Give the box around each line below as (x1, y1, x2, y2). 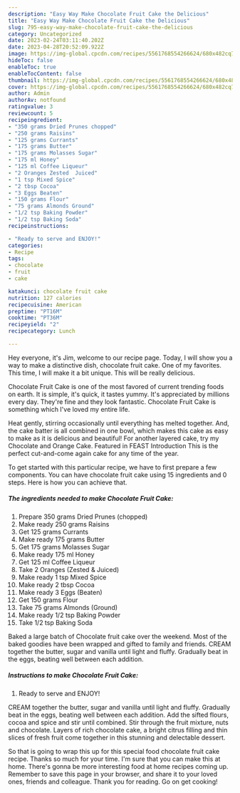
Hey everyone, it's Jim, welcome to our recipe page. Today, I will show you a (8, 353, 233, 362)
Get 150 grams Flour (18, 596, 78, 604)
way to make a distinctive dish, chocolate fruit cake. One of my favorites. (8, 361, 221, 369)
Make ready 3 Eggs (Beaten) (18, 588, 103, 596)
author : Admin (8, 90, 51, 97)
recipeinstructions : (8, 222, 70, 229)
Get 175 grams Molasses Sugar (18, 542, 110, 551)
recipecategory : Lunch (8, 328, 75, 335)
